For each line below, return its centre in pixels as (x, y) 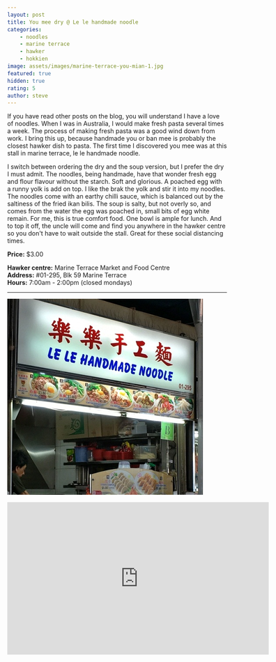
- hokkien (34, 59)
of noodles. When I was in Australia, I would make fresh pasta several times (116, 124)
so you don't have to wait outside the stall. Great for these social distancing (115, 233)
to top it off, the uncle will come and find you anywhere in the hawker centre (116, 226)
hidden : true (26, 81)
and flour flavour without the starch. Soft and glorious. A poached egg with (115, 182)
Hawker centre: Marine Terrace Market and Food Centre (89, 268)
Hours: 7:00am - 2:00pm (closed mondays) (70, 283)
